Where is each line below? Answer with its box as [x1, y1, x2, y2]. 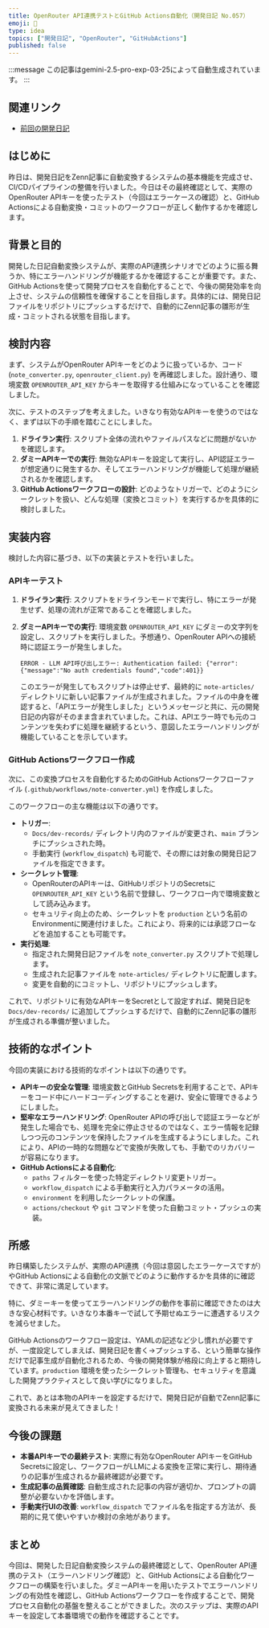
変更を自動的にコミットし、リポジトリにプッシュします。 [31, 978, 222, 989]
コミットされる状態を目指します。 [22, 311, 135, 321]
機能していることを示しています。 [19, 732, 132, 742]
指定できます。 [59, 858, 110, 868]
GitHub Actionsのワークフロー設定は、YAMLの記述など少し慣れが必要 [8, 1335, 239, 1345]
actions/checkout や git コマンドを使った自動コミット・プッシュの [31, 1203, 255, 1212]
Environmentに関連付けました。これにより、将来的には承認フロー [31, 918, 250, 929]
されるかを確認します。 [19, 474, 98, 484]
